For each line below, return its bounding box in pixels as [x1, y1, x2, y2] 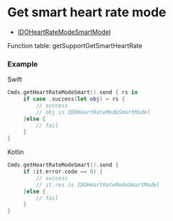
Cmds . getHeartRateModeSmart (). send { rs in [7, 89, 138, 96]
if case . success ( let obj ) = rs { [23, 96, 125, 103]
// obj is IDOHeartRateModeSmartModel [35, 108, 151, 115]
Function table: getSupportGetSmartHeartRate [7, 41, 143, 50]
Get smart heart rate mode [7, 4, 167, 21]
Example [7, 59, 38, 69]
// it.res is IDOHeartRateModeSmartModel [35, 181, 160, 188]
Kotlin [7, 148, 24, 157]
